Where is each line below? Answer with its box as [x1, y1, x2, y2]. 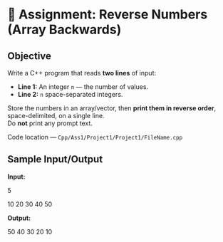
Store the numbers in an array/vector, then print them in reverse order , [7, 104, 216, 112]
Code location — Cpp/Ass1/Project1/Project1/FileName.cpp [7, 133, 183, 141]
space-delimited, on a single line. [7, 112, 105, 120]
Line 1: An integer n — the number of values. [17, 83, 148, 91]
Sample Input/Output [7, 153, 103, 166]
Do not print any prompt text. [7, 119, 93, 127]
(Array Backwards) [7, 21, 122, 38]
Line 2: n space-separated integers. [17, 90, 123, 98]
